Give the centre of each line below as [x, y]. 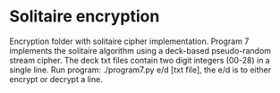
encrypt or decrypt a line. [56, 79]
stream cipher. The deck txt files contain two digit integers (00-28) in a [140, 60]
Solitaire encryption [85, 17]
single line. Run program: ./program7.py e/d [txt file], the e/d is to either [140, 70]
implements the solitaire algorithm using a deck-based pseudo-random [140, 50]
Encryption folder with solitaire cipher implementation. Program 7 [129, 41]
